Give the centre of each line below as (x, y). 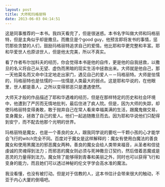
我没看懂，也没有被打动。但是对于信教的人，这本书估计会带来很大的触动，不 (82, 174)
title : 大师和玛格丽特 (26, 14)
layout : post (18, 10)
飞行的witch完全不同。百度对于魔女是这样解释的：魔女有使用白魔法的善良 (83, 139)
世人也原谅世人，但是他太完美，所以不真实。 (63, 52)
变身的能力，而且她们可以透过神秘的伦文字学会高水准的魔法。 (68, 163)
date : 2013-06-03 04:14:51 (33, 19)
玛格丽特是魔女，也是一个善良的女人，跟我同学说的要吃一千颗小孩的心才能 (80, 132)
